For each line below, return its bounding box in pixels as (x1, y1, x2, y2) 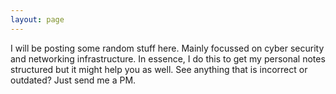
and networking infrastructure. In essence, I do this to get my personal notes (10, 52, 326, 65)
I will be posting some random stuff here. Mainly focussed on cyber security (10, 42, 325, 54)
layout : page (10, 14, 65, 25)
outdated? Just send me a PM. (10, 74, 137, 86)
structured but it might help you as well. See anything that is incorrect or (10, 63, 308, 75)
